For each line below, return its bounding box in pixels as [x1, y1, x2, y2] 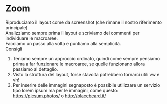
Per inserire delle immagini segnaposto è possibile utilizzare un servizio [12, 82, 160, 88]
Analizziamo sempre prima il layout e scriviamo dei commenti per [5, 30, 140, 36]
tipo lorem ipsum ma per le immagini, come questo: [12, 87, 119, 93]
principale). [5, 24, 29, 30]
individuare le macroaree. [5, 35, 58, 41]
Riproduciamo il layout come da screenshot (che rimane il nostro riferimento [5, 19, 162, 25]
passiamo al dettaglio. [12, 66, 58, 72]
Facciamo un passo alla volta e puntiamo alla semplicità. [5, 40, 121, 46]
